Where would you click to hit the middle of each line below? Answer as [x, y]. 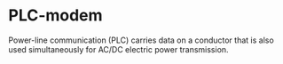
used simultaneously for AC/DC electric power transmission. [118, 49]
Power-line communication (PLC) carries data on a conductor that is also [141, 40]
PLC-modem [55, 16]
